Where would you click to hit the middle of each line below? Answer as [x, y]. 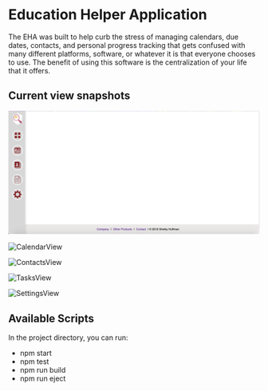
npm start [35, 353]
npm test [34, 361]
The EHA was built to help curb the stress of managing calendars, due [124, 37]
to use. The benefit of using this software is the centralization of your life [128, 62]
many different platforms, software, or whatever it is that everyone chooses [132, 53]
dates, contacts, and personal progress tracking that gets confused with [127, 45]
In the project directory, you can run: [68, 338]
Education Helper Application [108, 15]
